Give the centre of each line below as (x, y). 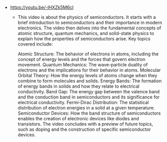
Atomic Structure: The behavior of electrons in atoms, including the (88, 54)
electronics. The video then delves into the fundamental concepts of (89, 28)
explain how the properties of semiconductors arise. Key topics (84, 39)
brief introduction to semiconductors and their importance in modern (90, 23)
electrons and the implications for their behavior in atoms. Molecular (89, 70)
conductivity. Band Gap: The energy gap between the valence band (89, 92)
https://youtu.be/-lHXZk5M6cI (42, 7)
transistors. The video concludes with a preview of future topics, (86, 124)
